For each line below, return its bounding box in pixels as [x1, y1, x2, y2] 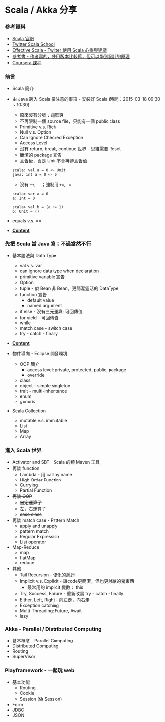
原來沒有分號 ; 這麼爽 [19, 112, 64, 118]
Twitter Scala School [12, 41, 55, 47]
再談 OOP [12, 493, 32, 499]
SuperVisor [12, 653, 36, 659]
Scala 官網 [12, 36, 34, 42]
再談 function [12, 465, 40, 471]
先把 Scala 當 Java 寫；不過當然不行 [5, 241, 92, 247]
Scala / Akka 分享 [5, 4, 77, 16]
